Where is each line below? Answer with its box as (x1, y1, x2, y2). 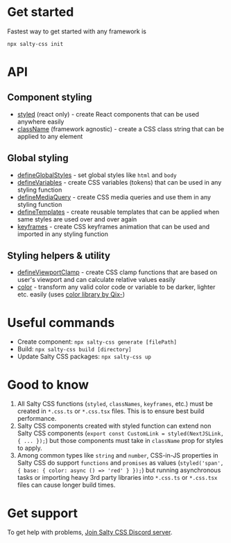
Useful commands (7, 315, 115, 331)
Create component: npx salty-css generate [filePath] (17, 337, 177, 346)
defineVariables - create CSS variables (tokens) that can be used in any (17, 178, 222, 186)
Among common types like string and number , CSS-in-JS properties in (17, 451, 219, 460)
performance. (17, 415, 57, 423)
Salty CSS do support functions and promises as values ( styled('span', (17, 459, 224, 467)
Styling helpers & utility (7, 250, 111, 262)
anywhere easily (17, 117, 65, 126)
